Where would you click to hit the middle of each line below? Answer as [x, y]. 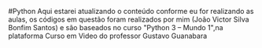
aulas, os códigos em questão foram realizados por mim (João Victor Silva [129, 19]
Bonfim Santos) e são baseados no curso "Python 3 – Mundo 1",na [116, 27]
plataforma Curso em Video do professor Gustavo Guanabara [108, 36]
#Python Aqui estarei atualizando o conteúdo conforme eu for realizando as [131, 11]
